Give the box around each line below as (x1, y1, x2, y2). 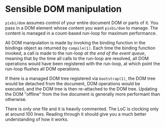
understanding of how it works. (5, 116, 69, 122)
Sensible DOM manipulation (5, 3, 122, 15)
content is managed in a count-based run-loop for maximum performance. (5, 30, 157, 36)
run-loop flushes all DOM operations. (5, 65, 81, 72)
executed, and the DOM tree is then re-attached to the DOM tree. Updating (5, 86, 158, 92)
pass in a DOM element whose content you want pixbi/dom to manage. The (5, 25, 158, 31)
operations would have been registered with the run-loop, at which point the (5, 61, 161, 66)
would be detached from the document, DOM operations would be (5, 80, 141, 87)
